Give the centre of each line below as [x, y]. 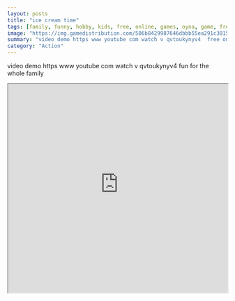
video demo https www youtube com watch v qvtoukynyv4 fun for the [108, 66]
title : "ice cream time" [43, 20]
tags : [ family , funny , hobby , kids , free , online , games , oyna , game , [112, 26]
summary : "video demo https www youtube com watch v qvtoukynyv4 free [113, 40]
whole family [25, 73]
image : [17, 33]
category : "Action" [36, 46]
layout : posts [28, 14]
